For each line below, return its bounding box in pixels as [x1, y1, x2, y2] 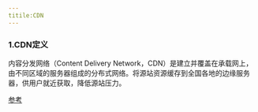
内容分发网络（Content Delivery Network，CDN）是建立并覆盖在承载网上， [8, 58, 253, 68]
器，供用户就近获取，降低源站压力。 [8, 78, 126, 88]
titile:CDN [8, 11, 44, 20]
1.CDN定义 [8, 39, 49, 50]
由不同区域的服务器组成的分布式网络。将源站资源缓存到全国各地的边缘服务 [8, 68, 250, 77]
